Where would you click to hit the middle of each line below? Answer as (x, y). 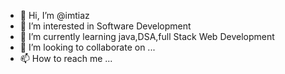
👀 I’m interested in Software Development (105, 26)
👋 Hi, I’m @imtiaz (54, 15)
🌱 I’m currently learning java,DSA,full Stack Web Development (147, 36)
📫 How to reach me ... (66, 58)
